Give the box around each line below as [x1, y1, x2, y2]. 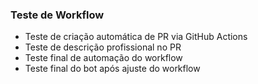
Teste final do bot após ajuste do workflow [24, 63, 201, 75]
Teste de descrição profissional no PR [24, 41, 182, 53]
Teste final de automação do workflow [24, 52, 183, 64]
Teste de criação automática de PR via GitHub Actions [24, 31, 248, 43]
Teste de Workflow [10, 8, 105, 22]
